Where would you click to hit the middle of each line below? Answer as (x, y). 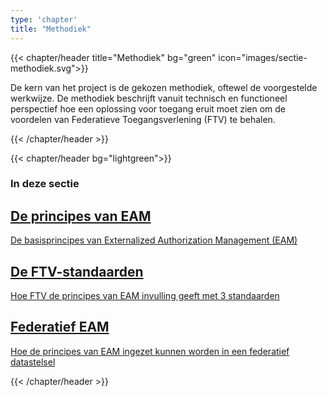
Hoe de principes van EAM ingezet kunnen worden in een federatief (150, 351)
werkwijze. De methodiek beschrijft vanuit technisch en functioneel (149, 98)
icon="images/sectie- (263, 57)
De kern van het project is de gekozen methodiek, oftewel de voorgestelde (164, 87)
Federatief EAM (60, 327)
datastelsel (33, 362)
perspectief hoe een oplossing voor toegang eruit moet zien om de (148, 108)
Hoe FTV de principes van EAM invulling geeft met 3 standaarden (145, 296)
